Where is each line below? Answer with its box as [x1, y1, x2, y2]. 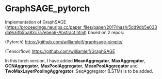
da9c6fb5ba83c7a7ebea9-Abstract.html [5, 29, 86, 35]
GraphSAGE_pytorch [5, 3, 90, 14]
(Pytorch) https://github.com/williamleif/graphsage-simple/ [5, 39, 123, 44]
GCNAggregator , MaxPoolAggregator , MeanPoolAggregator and [5, 63, 138, 69]
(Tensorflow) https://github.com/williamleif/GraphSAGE [5, 48, 115, 54]
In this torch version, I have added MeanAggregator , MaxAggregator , [5, 58, 146, 63]
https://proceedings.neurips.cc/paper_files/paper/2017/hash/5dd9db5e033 [6, 24, 158, 30]
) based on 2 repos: [85, 29, 125, 35]
